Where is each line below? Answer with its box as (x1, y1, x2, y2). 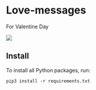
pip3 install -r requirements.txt (6, 78, 91, 84)
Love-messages (6, 4, 87, 17)
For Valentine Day (6, 23, 49, 30)
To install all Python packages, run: (6, 66, 91, 74)
